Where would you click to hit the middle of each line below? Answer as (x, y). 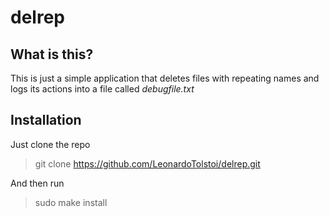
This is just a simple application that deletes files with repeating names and (165, 78)
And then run (37, 183)
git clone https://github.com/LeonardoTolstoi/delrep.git (147, 163)
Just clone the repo (50, 144)
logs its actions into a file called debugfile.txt (102, 89)
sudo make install (71, 202)
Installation (46, 120)
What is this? (52, 54)
